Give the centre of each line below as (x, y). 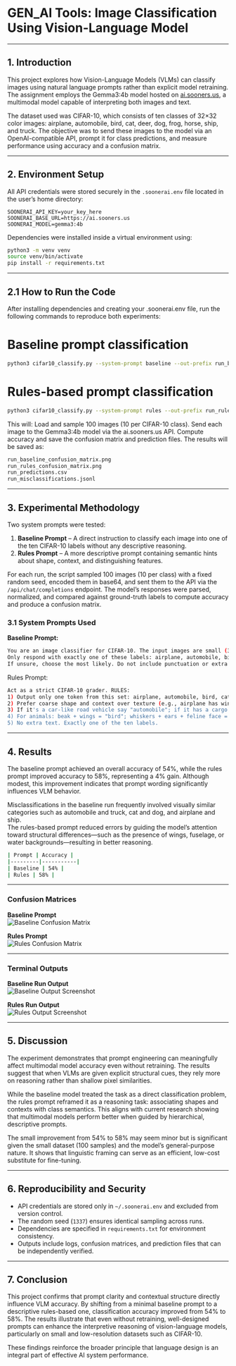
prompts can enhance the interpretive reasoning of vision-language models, (118, 1327)
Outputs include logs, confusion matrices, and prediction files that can (119, 1243)
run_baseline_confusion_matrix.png (59, 460)
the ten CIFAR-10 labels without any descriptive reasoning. (102, 546)
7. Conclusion (38, 1280)
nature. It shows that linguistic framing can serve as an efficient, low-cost (113, 1152)
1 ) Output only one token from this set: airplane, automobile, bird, (113, 697)
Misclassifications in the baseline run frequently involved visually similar (112, 804)
